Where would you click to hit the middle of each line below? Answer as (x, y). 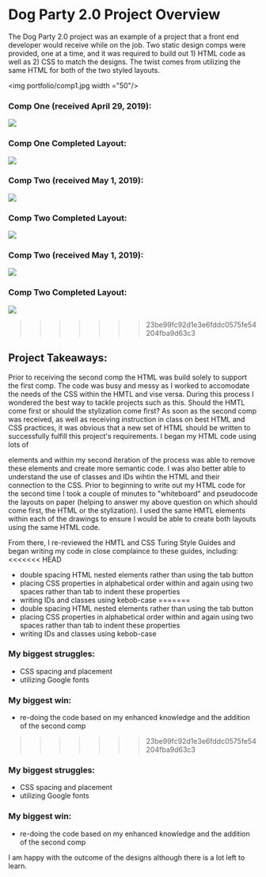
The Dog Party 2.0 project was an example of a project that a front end (123, 36)
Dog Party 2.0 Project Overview (114, 15)
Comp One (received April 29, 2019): (80, 106)
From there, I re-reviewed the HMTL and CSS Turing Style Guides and (122, 542)
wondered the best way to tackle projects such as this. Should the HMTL (127, 402)
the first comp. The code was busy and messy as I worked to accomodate (129, 385)
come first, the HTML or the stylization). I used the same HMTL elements (127, 510)
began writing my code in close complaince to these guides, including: (123, 551)
